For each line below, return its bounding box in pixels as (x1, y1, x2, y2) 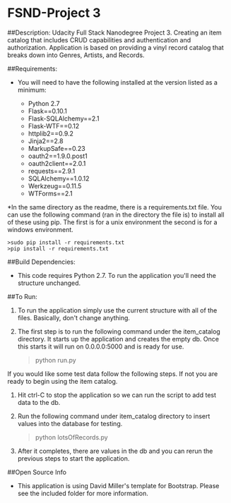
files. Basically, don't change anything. (17, 313, 131, 322)
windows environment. (7, 225, 74, 234)
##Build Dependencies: (7, 257, 76, 266)
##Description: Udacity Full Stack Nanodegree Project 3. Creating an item (7, 28, 223, 37)
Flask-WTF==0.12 (28, 121, 80, 130)
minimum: (17, 85, 47, 94)
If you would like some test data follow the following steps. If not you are (7, 369, 218, 378)
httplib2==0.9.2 (28, 129, 74, 138)
